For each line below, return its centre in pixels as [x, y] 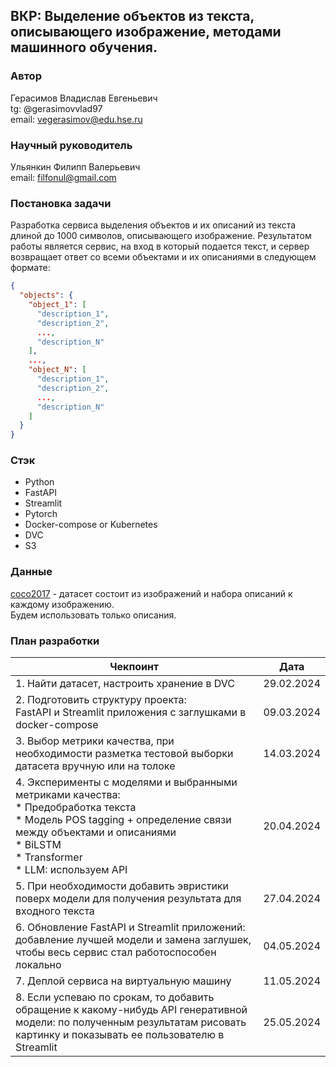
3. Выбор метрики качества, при [95, 741]
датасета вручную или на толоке [95, 766]
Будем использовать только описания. [93, 615]
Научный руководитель [71, 145]
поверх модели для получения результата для [128, 899]
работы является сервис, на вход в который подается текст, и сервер [160, 246]
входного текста [55, 911]
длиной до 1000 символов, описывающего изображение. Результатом [161, 236]
